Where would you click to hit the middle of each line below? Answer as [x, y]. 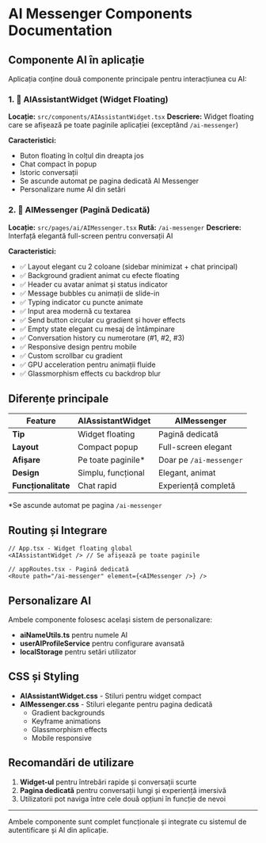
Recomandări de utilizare [71, 763]
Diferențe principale [59, 398]
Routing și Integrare [58, 530]
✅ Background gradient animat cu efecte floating [99, 275]
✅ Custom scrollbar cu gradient [71, 355]
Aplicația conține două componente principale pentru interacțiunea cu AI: [127, 79]
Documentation [61, 31]
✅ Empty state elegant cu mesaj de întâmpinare [97, 329]
